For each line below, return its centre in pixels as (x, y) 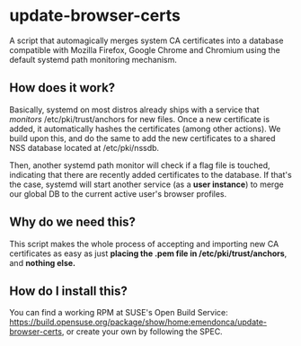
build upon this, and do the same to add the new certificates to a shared (142, 138)
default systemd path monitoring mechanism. (93, 59)
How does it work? (62, 88)
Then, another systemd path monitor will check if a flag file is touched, (140, 165)
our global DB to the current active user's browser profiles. (118, 193)
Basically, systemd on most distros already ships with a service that (134, 110)
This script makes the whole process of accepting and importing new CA (144, 244)
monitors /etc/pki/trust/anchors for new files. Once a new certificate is (140, 119)
